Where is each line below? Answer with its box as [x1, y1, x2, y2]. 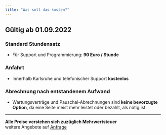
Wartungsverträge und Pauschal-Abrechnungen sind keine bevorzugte [12, 99, 158, 105]
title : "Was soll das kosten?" [5, 7, 70, 12]
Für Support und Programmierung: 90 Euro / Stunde [12, 52, 119, 58]
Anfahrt [5, 64, 25, 71]
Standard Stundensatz [5, 40, 61, 47]
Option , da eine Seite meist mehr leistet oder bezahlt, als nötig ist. [12, 104, 147, 110]
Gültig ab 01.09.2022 [5, 26, 72, 34]
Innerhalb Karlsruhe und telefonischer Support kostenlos [12, 75, 129, 81]
